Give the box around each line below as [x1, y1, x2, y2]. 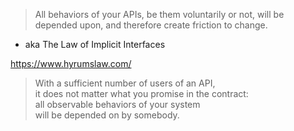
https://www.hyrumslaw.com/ [10, 58, 132, 69]
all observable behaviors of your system [34, 99, 201, 110]
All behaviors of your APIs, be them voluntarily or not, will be [34, 9, 285, 20]
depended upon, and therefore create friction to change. [34, 19, 268, 31]
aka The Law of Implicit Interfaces [24, 39, 166, 50]
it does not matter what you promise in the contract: [34, 88, 249, 99]
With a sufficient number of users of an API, [34, 77, 216, 89]
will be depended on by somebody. [34, 109, 180, 121]
